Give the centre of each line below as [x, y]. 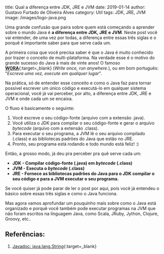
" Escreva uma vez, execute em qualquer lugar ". [54, 73]
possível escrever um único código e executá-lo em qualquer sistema [76, 88]
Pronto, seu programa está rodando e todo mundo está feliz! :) [75, 144]
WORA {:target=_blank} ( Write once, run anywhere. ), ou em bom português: [82, 68]
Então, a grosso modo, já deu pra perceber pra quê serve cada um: [73, 153]
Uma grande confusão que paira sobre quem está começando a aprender [80, 27]
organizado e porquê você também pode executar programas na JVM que [81, 208]
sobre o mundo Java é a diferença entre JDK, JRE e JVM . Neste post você [81, 32]
